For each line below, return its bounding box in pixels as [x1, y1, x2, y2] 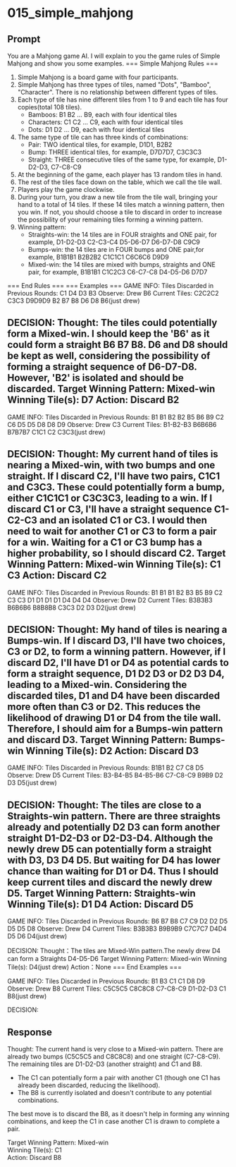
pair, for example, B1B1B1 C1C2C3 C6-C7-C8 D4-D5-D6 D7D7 [27, 268, 208, 276]
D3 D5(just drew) [7, 778, 58, 787]
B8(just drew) [7, 992, 47, 1000]
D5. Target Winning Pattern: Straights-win [7, 887, 196, 899]
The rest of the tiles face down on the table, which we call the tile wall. [17, 178, 223, 186]
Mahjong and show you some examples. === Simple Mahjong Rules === [7, 59, 218, 68]
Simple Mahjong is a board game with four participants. [17, 73, 179, 81]
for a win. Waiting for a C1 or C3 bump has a [7, 536, 202, 548]
